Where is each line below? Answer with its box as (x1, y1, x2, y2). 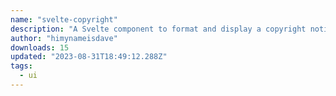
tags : (10, 61, 33, 71)
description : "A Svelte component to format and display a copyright (10, 24, 307, 34)
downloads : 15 (10, 42, 70, 53)
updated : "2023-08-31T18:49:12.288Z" (10, 52, 168, 62)
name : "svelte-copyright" (10, 14, 118, 25)
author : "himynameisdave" (10, 33, 118, 43)
